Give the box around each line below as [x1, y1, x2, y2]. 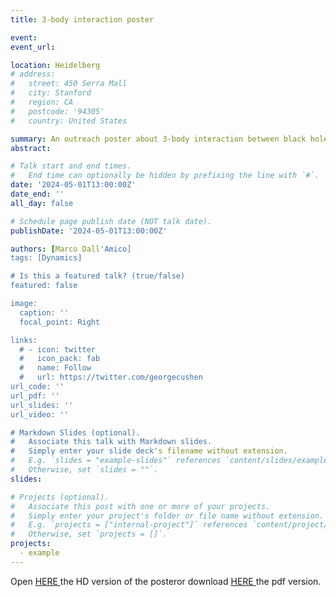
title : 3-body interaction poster [10, 14, 155, 25]
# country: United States [10, 116, 128, 126]
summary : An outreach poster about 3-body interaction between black [10, 134, 307, 144]
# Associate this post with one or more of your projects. [10, 501, 271, 511]
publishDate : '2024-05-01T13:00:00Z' [10, 226, 168, 236]
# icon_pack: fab [19, 354, 101, 364]
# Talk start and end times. [10, 161, 132, 171]
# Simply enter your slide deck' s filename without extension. [10, 446, 288, 456]
